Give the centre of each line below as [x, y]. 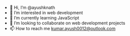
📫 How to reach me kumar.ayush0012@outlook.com [63, 28]
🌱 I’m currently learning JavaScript [44, 18]
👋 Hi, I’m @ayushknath [32, 8]
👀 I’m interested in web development [46, 13]
